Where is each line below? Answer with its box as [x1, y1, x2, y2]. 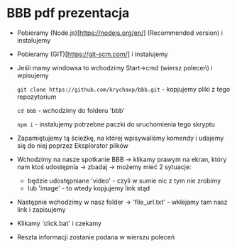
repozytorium [16, 92, 57, 101]
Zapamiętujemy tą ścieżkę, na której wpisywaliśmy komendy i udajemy [16, 134, 224, 142]
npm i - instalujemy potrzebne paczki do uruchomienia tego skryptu [16, 119, 216, 129]
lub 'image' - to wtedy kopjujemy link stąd [27, 183, 150, 193]
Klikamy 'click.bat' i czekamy [16, 219, 102, 227]
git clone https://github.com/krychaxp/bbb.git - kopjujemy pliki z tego [16, 85, 231, 93]
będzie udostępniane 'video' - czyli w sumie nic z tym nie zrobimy [27, 176, 221, 185]
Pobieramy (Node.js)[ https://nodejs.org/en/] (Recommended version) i [16, 28, 223, 37]
